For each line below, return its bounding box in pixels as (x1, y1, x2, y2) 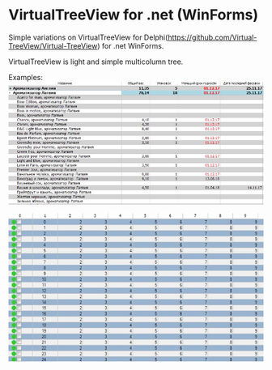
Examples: (8, 72, 43, 82)
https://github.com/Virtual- (167, 32, 257, 42)
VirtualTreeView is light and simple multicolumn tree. (8, 57, 184, 66)
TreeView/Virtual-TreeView (8, 40, 98, 50)
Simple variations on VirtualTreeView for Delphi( (8, 32, 168, 42)
